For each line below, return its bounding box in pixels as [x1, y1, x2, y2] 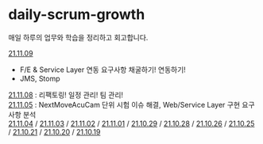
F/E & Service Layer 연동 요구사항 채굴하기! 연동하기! [19, 65, 187, 74]
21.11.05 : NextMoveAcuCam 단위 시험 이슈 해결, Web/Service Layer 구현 [8, 100, 241, 109]
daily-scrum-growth [8, 6, 145, 24]
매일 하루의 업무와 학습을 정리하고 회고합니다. [8, 32, 149, 42]
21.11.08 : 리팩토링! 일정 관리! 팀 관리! [8, 89, 124, 100]
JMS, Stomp [19, 74, 61, 83]
